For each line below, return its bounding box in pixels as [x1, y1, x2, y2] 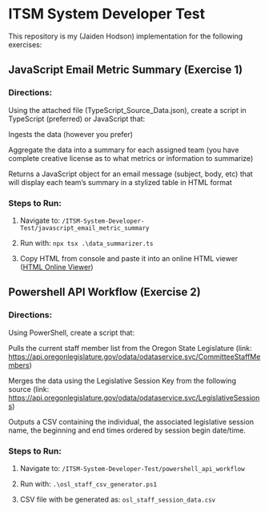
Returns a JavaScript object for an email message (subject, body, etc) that [8, 169, 254, 179]
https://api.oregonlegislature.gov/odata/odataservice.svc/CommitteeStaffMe [8, 352, 261, 361]
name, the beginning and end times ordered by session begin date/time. [8, 425, 246, 435]
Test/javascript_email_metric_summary [19, 224, 150, 232]
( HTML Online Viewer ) [19, 262, 94, 272]
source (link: [8, 384, 50, 393]
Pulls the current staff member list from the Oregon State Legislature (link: [8, 343, 252, 353]
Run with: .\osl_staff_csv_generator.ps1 [19, 478, 158, 489]
